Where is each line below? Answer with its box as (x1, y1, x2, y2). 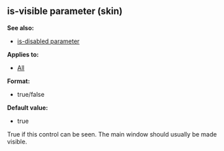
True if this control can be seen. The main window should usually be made (7, 130, 217, 138)
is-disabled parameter (16, 37, 80, 45)
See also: (7, 23, 34, 32)
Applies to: (7, 50, 39, 58)
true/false (16, 90, 45, 98)
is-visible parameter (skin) (7, 5, 123, 17)
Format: (7, 77, 30, 85)
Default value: (7, 103, 48, 112)
